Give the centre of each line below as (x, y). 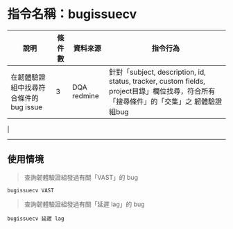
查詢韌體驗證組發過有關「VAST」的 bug (81, 177)
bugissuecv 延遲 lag (36, 219)
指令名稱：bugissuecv (72, 14)
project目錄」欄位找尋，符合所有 (162, 91)
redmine (86, 95)
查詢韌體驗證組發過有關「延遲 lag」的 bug (84, 204)
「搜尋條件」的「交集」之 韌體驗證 (165, 101)
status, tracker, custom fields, (157, 81)
